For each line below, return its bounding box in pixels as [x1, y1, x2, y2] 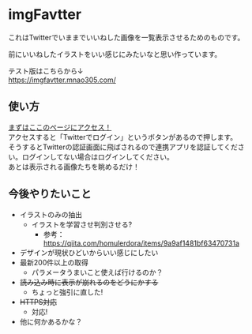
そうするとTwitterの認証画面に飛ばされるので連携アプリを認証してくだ [8, 142, 239, 152]
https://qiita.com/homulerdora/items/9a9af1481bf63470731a [43, 238, 239, 248]
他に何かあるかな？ [19, 317, 83, 326]
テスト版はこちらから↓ [8, 66, 84, 76]
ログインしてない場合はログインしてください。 [21, 152, 174, 161]
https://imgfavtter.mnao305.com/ [8, 75, 117, 84]
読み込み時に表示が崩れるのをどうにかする [19, 277, 159, 287]
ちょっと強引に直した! [31, 287, 103, 297]
